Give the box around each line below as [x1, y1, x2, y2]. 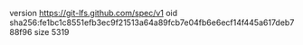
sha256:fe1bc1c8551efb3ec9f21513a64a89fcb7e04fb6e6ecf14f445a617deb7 [9, 17, 295, 28]
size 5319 [33, 27, 70, 37]
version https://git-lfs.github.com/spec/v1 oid [9, 8, 178, 18]
